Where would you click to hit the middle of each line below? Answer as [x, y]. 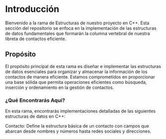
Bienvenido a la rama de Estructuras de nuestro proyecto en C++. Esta [77, 23]
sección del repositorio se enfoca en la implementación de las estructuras [81, 28]
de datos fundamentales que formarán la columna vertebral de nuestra [78, 33]
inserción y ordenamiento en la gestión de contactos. [60, 87]
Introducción [32, 9]
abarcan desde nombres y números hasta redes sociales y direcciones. [78, 131]
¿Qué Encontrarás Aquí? [35, 100]
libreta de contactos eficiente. [36, 39]
